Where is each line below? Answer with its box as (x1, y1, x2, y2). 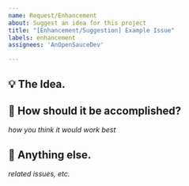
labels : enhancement (8, 33, 77, 42)
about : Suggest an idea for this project (8, 19, 147, 27)
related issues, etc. (8, 169, 70, 179)
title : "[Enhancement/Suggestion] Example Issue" (8, 26, 176, 34)
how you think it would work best (8, 125, 116, 135)
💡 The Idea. (8, 77, 66, 91)
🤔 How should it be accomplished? (8, 104, 182, 117)
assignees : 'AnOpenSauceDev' (8, 41, 104, 49)
